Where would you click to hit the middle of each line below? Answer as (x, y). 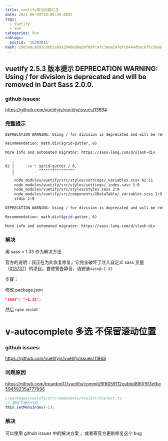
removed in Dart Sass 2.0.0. (49, 85)
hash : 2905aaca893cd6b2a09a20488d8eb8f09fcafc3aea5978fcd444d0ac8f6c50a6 (84, 47)
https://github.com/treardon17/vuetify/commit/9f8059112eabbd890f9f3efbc (83, 383)
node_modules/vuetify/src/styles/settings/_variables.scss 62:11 (84, 180)
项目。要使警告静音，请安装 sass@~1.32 (73, 269)
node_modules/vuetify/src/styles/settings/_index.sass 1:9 (77, 185)
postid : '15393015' (30, 43)
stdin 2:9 (24, 199)
